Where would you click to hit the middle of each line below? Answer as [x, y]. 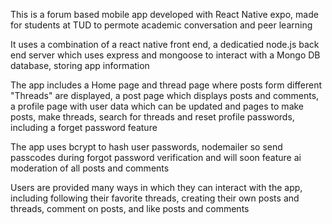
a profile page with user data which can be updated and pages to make [157, 106]
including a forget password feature [84, 127]
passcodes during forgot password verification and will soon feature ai [156, 157]
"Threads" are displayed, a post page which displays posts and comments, [165, 95]
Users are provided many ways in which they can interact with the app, [156, 187]
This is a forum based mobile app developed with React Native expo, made [164, 14]
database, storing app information [80, 65]
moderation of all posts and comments [90, 168]
